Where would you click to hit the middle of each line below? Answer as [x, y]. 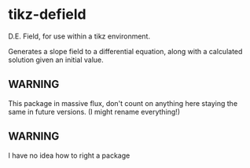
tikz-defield [47, 15]
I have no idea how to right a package [69, 155]
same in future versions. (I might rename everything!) [94, 111]
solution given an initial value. [56, 60]
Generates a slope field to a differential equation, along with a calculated [125, 51]
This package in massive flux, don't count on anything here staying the [123, 103]
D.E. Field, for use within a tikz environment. [79, 36]
